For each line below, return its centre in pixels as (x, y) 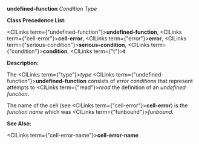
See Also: (19, 124)
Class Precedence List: (36, 20)
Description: (23, 63)
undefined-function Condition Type (52, 9)
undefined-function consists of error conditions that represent (114, 81)
